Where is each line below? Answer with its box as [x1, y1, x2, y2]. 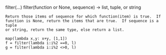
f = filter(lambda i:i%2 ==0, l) [5, 40, 77, 45]
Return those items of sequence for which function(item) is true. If [5, 14, 161, 19]
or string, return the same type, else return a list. [5, 27, 125, 32]
